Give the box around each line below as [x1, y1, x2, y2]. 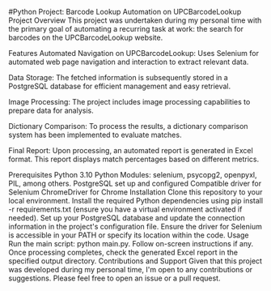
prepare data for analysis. [8, 105, 95, 115]
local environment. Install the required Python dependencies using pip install [8, 196, 264, 205]
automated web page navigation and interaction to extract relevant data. [8, 57, 249, 66]
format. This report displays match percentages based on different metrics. [8, 154, 260, 164]
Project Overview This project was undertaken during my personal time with [8, 15, 262, 25]
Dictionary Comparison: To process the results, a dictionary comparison [8, 122, 248, 131]
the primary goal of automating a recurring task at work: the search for [8, 24, 244, 33]
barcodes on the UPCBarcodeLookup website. [8, 32, 163, 42]
